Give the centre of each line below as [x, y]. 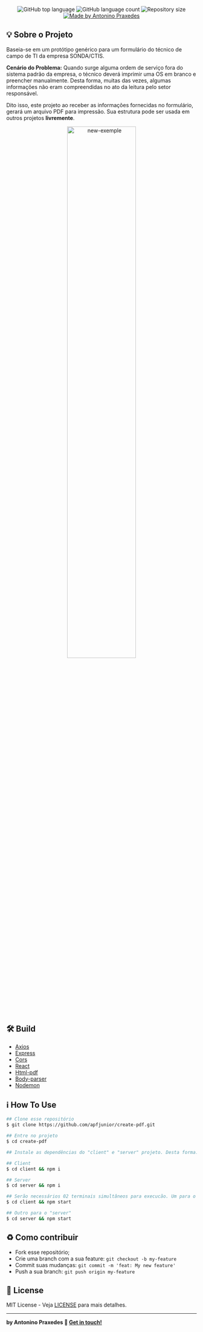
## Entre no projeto [32, 1136]
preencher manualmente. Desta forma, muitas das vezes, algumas [89, 80]
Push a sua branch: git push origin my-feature [75, 1271]
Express [25, 1053]
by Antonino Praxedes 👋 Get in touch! [54, 1322]
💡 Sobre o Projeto [40, 35]
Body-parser [31, 1079]
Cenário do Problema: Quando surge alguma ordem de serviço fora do [95, 67]
